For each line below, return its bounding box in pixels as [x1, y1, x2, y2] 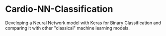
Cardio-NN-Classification [5, 3, 113, 15]
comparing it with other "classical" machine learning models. [5, 25, 130, 31]
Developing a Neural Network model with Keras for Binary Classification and [5, 20, 162, 26]
